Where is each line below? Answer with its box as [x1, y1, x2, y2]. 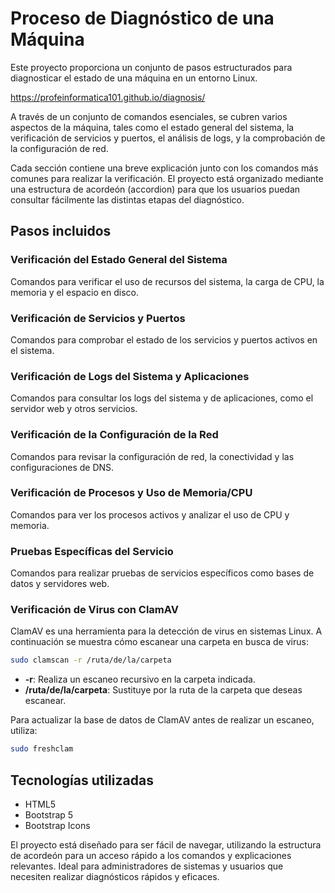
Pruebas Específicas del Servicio [10, 544, 174, 558]
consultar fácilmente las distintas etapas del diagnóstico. [10, 193, 245, 206]
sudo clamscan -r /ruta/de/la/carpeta [10, 655, 172, 666]
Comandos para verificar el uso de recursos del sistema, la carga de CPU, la [10, 275, 325, 287]
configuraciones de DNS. [10, 461, 115, 473]
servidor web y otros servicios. [10, 403, 138, 415]
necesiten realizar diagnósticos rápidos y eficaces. [10, 870, 220, 882]
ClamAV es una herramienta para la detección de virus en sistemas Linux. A [10, 625, 323, 637]
